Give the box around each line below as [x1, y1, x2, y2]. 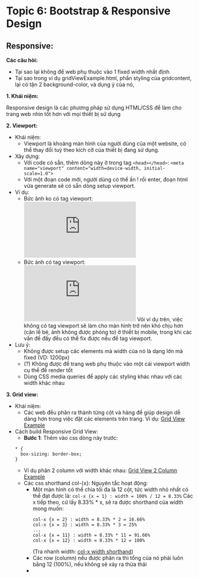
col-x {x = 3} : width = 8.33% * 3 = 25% [32, 522, 137, 528]
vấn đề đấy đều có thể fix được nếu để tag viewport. [23, 335, 153, 342]
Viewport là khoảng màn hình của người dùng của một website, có [23, 140, 186, 147]
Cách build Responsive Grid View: [14, 428, 98, 435]
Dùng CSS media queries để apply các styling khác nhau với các [23, 373, 183, 380]
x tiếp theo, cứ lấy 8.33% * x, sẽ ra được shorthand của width [32, 498, 184, 506]
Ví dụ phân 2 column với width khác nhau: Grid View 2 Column [23, 467, 178, 474]
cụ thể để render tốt [23, 367, 73, 373]
